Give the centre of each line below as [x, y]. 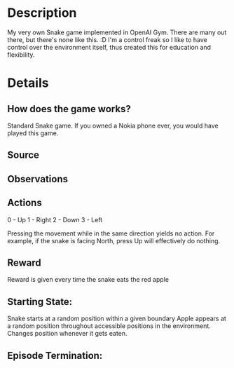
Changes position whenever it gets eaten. [67, 334]
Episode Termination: [55, 355]
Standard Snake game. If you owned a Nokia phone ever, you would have [113, 125]
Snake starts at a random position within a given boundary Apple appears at [117, 319]
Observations [38, 179]
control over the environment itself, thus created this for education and [109, 47]
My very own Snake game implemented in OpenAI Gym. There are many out [117, 32]
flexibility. [21, 55]
